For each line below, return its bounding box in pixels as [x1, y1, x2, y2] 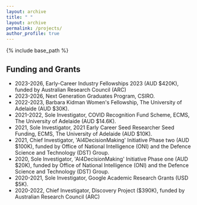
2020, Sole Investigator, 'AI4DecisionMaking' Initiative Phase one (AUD [14, 155, 189, 162]
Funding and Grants [6, 64, 81, 74]
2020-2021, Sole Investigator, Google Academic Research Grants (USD [14, 174, 189, 181]
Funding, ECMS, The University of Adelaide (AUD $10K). [14, 130, 152, 137]
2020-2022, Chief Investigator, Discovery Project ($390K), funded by [14, 187, 185, 194]
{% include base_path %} [6, 47, 69, 54]
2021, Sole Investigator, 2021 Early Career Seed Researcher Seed [14, 124, 174, 131]
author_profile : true [6, 31, 60, 37]
